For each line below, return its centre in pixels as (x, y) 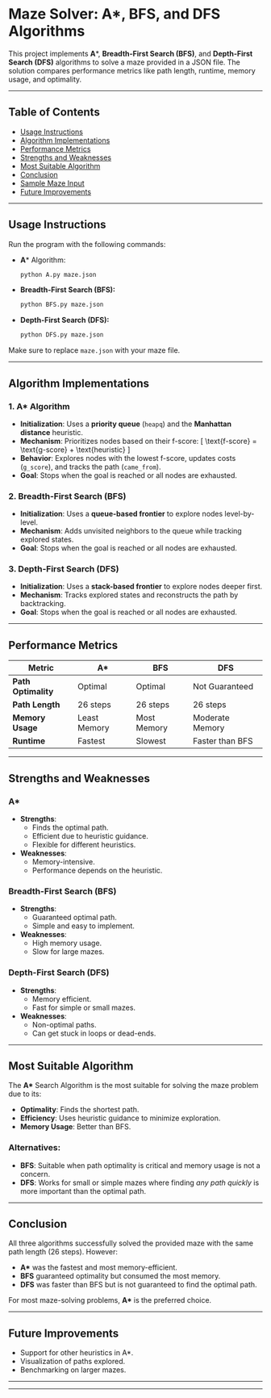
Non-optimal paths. (64, 1024)
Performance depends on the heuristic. (97, 870)
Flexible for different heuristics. (84, 844)
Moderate (211, 718)
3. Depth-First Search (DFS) (64, 569)
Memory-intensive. (63, 861)
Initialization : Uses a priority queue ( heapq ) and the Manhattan (126, 424)
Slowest (151, 741)
